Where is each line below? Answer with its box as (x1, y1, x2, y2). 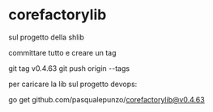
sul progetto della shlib (8, 32, 85, 42)
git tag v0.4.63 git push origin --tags (8, 63, 130, 73)
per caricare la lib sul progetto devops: (8, 79, 138, 89)
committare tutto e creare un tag (8, 48, 117, 57)
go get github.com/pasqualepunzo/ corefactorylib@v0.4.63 (8, 94, 205, 104)
